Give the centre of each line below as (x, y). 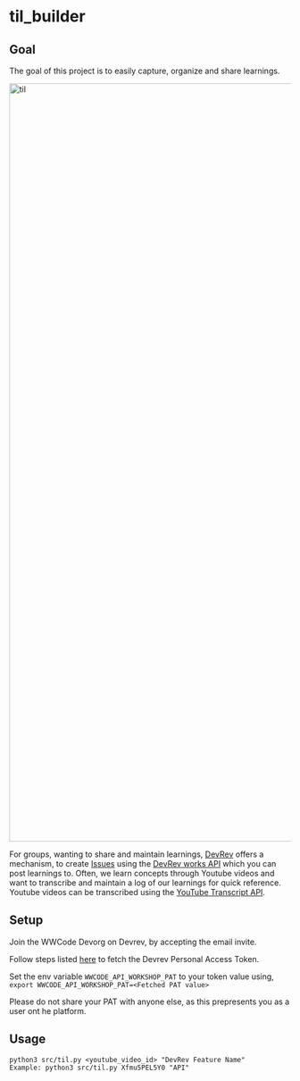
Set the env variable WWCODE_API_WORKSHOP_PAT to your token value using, (142, 976)
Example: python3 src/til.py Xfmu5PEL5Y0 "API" (100, 1068)
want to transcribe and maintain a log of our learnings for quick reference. (145, 883)
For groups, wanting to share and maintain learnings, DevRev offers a (137, 854)
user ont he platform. (48, 1010)
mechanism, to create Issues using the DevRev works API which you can (143, 863)
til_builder (48, 17)
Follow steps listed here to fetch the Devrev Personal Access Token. (134, 959)
